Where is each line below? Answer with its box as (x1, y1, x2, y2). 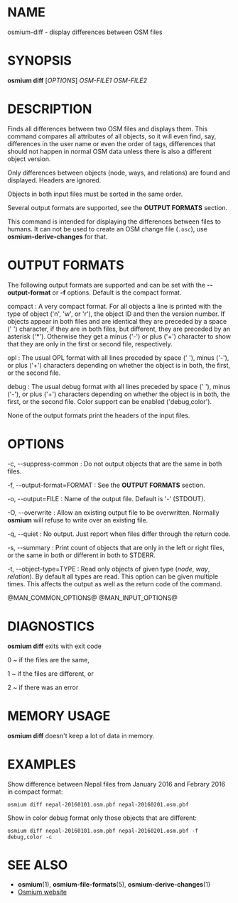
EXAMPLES (7, 756, 76, 772)
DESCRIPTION (7, 101, 92, 117)
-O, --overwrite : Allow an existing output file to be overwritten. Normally (7, 508, 220, 517)
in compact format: (7, 787, 63, 796)
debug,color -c (7, 833, 53, 841)
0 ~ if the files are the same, (7, 655, 90, 664)
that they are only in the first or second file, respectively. (7, 339, 173, 348)
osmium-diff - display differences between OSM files (7, 28, 163, 36)
